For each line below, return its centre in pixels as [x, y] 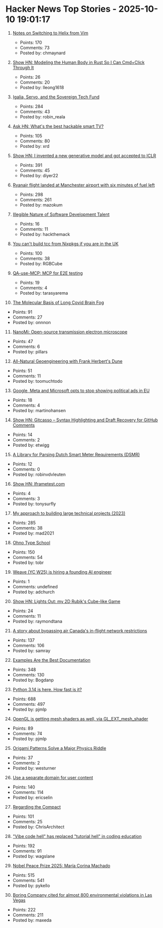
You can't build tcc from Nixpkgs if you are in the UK [66, 244]
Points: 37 [23, 758]
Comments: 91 [27, 851]
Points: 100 [31, 253]
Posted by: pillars [30, 351]
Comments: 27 [27, 317]
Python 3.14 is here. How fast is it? [47, 689]
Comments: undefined [35, 586]
